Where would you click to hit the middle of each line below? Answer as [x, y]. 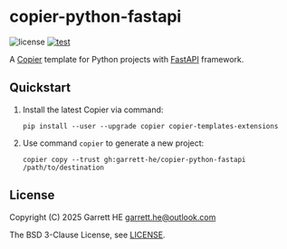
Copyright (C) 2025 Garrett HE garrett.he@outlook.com [113, 217]
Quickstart [40, 88]
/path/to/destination [63, 168]
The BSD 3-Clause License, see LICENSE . [87, 235]
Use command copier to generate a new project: [113, 143]
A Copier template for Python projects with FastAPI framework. [127, 59]
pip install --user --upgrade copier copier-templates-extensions [150, 126]
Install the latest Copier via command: [93, 110]
